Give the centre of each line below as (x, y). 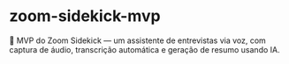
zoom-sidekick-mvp (85, 16)
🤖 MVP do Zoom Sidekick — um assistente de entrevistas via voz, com (138, 40)
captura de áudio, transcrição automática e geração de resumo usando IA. (144, 49)
